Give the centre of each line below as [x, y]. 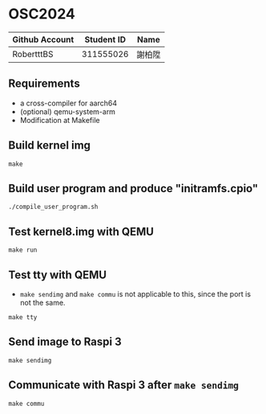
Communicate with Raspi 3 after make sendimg [123, 385]
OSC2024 [42, 14]
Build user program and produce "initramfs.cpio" [133, 189]
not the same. [42, 303]
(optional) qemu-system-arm [68, 111]
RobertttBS [33, 54]
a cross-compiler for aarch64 [69, 103]
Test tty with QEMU [57, 275]
